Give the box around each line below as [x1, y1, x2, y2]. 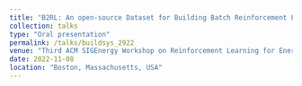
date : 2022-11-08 [9, 55, 75, 64]
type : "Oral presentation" [9, 30, 111, 39]
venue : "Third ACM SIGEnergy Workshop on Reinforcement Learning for [9, 47, 276, 56]
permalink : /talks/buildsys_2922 [9, 38, 135, 47]
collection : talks [9, 21, 78, 30]
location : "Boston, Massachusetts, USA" [9, 64, 164, 73]
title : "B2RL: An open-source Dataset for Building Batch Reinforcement [9, 13, 288, 22]
